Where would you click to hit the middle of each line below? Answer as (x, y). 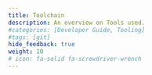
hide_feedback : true (42, 45)
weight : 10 (26, 52)
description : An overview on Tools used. (77, 23)
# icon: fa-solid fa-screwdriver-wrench (75, 59)
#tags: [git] (29, 37)
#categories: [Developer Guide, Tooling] (77, 30)
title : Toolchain (36, 15)
